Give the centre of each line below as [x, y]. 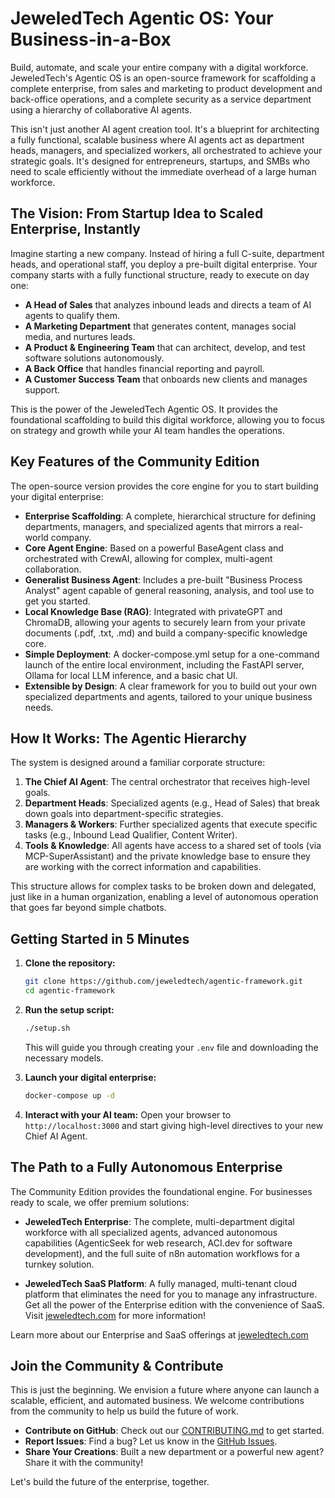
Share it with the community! [84, 1463]
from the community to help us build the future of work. [124, 1411]
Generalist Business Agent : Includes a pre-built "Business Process [163, 579]
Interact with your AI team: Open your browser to [128, 1114]
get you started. [57, 601]
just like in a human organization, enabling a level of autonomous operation [164, 897]
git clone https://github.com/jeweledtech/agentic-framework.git [163, 982]
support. [42, 389]
